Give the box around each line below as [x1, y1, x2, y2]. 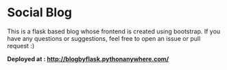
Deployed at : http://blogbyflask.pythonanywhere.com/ [7, 54, 169, 63]
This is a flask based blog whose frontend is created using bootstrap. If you [7, 27, 221, 35]
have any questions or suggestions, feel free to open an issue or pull [7, 34, 201, 42]
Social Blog [7, 5, 73, 20]
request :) [7, 41, 35, 50]
